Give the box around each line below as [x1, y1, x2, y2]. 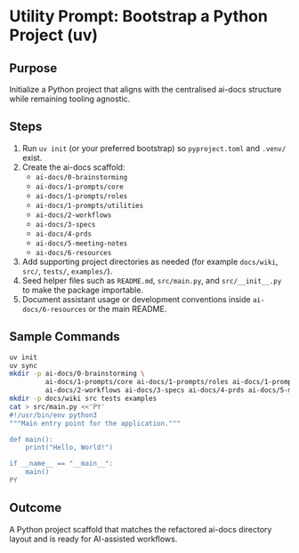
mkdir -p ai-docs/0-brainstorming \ [9, 369, 145, 379]
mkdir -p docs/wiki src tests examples [9, 394, 158, 403]
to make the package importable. [21, 285, 144, 295]
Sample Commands [9, 329, 120, 344]
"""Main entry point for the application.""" [9, 419, 181, 428]
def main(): [9, 435, 53, 444]
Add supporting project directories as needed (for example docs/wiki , [21, 256, 279, 267]
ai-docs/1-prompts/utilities [35, 201, 144, 210]
